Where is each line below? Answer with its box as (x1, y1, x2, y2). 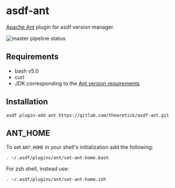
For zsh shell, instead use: (6, 165, 69, 172)
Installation (6, 97, 48, 107)
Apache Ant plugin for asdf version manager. (6, 23, 115, 30)
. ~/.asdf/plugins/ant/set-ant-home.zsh (6, 177, 107, 183)
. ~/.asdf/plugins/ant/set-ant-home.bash (6, 155, 109, 161)
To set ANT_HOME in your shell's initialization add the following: (6, 143, 154, 151)
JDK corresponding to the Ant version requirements (14, 80, 140, 87)
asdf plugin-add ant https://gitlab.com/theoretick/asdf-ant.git (6, 112, 169, 118)
